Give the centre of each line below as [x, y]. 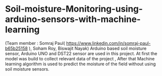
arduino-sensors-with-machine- [73, 19]
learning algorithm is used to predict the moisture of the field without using [80, 64]
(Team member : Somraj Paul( [35, 43]
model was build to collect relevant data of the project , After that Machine [80, 58]
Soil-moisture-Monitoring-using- [74, 9]
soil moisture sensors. [27, 69]
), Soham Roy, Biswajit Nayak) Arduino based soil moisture [88, 48]
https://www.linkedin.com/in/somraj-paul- [108, 43]
